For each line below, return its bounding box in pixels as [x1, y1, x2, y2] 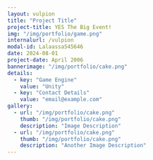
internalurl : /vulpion [7, 37, 74, 44]
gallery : [7, 103, 33, 110]
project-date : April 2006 [7, 57, 83, 64]
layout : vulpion [7, 10, 55, 18]
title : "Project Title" [7, 17, 78, 24]
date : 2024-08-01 [7, 50, 59, 57]
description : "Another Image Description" [20, 142, 147, 149]
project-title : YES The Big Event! [7, 23, 112, 30]
